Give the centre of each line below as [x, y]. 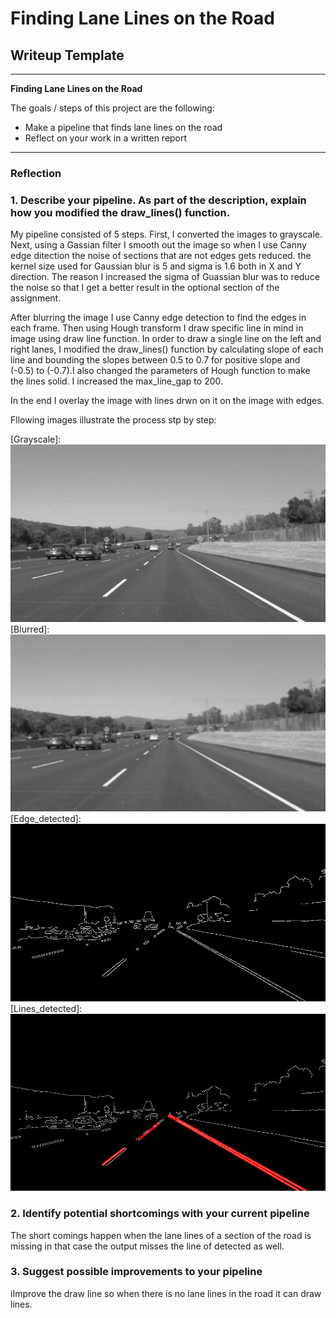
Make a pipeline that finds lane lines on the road [123, 127]
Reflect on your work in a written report [106, 138]
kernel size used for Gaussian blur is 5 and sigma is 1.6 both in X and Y [156, 266]
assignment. [36, 298]
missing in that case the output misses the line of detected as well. [147, 1246]
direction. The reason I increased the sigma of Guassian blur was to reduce [165, 277]
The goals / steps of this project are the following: [112, 108]
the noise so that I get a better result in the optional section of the [145, 288]
